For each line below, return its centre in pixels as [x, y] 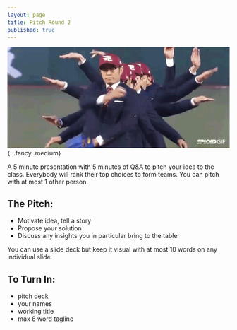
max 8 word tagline [45, 319]
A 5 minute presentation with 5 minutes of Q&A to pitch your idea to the [111, 167]
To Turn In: [31, 279]
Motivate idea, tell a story [54, 221]
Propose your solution [50, 228]
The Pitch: [30, 204]
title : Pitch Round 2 [39, 22]
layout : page [26, 15]
